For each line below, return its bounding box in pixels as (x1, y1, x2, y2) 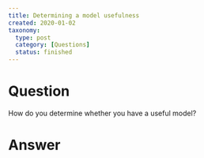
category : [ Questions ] (15, 41, 90, 49)
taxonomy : (8, 26, 41, 34)
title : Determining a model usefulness (8, 11, 140, 20)
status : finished (15, 48, 73, 56)
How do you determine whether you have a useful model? (8, 108, 197, 118)
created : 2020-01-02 (8, 19, 77, 27)
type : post (15, 33, 51, 42)
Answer (8, 136, 61, 154)
